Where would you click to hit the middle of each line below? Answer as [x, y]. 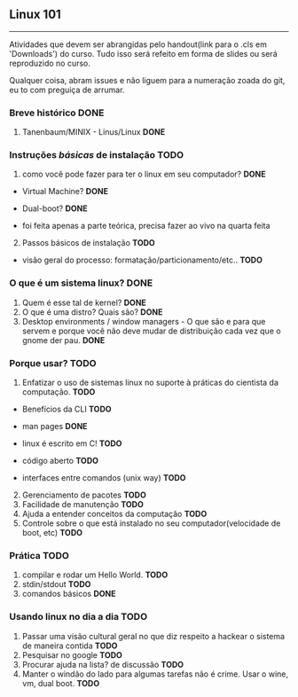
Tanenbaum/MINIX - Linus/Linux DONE [94, 132]
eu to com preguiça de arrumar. [67, 90]
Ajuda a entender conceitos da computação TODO [114, 514]
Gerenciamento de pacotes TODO [84, 495]
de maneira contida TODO [70, 646]
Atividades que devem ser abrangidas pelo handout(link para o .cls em [138, 44]
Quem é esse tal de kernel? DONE [84, 302]
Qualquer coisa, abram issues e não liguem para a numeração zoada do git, [147, 80]
